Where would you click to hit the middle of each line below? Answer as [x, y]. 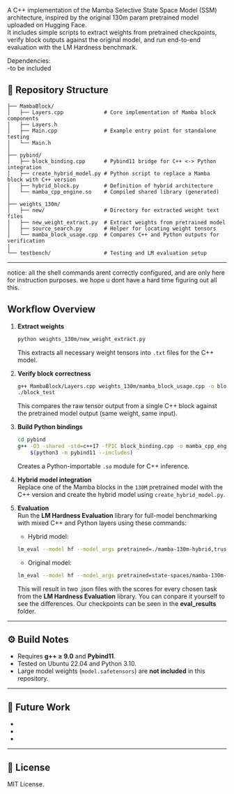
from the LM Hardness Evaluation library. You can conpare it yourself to [121, 596]
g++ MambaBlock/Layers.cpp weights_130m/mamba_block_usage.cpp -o [116, 386]
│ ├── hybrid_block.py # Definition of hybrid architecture [110, 186]
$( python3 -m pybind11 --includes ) [82, 453]
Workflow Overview [52, 309]
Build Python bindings [50, 427]
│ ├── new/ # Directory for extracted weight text [113, 210]
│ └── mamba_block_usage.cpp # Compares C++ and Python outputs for [113, 234]
